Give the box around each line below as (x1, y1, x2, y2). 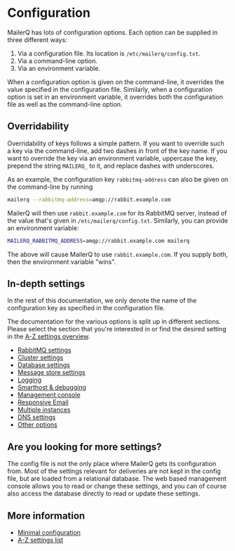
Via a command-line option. (17, 56, 98, 65)
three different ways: (7, 35, 68, 44)
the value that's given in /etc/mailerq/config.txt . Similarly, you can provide (7, 216, 228, 225)
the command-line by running (7, 182, 93, 191)
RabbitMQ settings (17, 346, 72, 354)
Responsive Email (17, 398, 69, 406)
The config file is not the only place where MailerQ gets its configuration (7, 460, 216, 468)
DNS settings (17, 413, 56, 422)
